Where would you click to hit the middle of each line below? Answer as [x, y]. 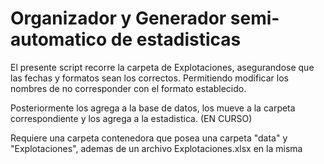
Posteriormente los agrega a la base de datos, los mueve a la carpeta [153, 108]
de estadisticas [176, 39]
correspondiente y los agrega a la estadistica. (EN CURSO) [131, 118]
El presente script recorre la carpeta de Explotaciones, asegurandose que [162, 67]
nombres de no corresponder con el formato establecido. [128, 88]
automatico [59, 39]
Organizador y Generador [118, 18]
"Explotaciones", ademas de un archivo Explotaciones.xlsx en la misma [156, 148]
